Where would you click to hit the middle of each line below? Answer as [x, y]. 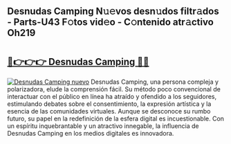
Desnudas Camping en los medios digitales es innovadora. [91, 133]
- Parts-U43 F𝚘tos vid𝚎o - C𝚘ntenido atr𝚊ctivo [111, 22]
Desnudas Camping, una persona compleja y [155, 82]
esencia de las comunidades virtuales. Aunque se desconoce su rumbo [109, 111]
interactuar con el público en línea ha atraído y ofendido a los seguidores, [112, 97]
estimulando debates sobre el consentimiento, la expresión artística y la [109, 104]
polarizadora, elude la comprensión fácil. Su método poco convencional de [114, 89]
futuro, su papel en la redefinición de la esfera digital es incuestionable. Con [116, 118]
